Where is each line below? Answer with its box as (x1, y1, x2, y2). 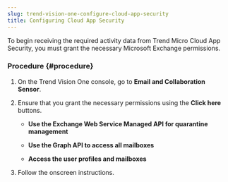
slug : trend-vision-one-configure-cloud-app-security (7, 10, 169, 18)
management (28, 127, 68, 135)
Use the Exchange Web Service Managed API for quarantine (28, 119, 208, 128)
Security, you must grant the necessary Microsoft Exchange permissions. (7, 44, 221, 52)
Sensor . (17, 85, 42, 93)
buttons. (17, 106, 42, 114)
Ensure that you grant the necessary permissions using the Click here (17, 98, 221, 107)
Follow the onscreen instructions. (17, 168, 115, 176)
